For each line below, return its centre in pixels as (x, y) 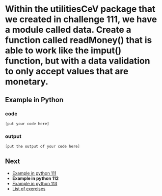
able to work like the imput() (63, 51)
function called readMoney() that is (79, 40)
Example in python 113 (35, 183)
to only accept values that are (67, 71)
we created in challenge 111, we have (81, 19)
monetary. (27, 82)
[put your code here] (27, 124)
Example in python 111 (34, 173)
